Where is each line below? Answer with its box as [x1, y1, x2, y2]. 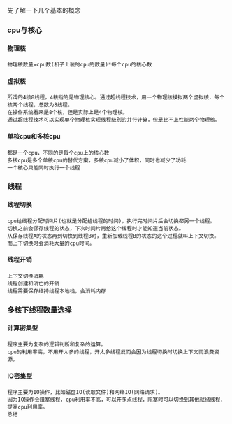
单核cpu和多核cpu [7, 132, 61, 140]
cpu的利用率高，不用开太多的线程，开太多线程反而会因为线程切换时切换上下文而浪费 [7, 348, 215, 355]
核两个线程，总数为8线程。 [7, 101, 73, 108]
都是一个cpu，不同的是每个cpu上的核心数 [7, 149, 110, 156]
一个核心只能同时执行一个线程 [7, 164, 80, 171]
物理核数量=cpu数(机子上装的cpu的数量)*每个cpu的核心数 [7, 62, 152, 69]
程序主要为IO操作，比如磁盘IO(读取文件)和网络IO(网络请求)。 [7, 389, 164, 396]
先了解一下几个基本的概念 [7, 6, 81, 14]
